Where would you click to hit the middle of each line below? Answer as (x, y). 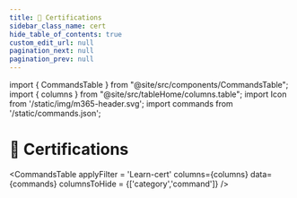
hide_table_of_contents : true (66, 34)
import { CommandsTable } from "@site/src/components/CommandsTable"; (149, 85)
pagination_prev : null (52, 59)
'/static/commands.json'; (55, 113)
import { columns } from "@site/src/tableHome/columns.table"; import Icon (148, 94)
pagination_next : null (52, 51)
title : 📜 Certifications (56, 17)
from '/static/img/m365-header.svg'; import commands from (121, 103)
